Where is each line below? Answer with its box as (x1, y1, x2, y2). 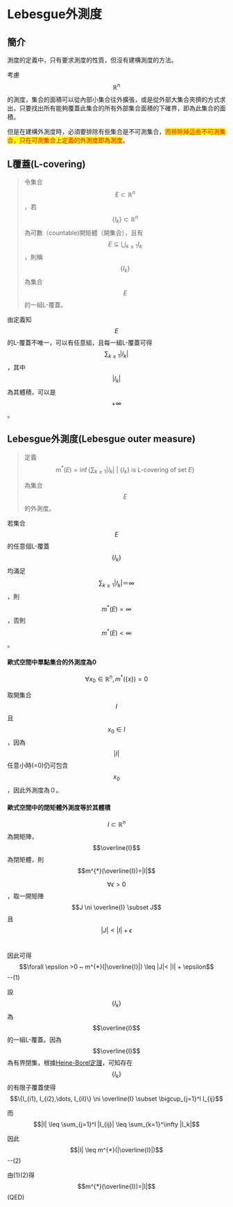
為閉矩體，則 (7, 856, 44, 864)
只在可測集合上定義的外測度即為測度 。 (19, 136, 129, 144)
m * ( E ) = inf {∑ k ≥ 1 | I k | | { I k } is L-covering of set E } (55, 464, 195, 476)
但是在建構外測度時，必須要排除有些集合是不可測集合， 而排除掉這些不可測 (7, 127, 220, 135)
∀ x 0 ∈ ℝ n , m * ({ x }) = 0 (85, 674, 148, 685)
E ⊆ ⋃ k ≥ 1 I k (107, 240, 142, 250)
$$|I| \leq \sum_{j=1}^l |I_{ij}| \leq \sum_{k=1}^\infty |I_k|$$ (33, 1119, 200, 1129)
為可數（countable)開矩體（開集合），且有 (24, 228, 144, 237)
